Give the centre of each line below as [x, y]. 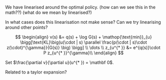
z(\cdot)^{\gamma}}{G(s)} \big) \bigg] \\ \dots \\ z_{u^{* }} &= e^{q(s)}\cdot [83, 47]
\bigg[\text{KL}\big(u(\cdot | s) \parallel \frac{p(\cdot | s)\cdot [83, 42]
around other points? [27, 27]
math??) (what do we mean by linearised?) [48, 12]
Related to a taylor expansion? [36, 72]
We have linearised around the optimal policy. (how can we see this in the [80, 7]
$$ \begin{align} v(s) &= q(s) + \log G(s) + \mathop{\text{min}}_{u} [83, 37]
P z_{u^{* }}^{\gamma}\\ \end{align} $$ [83, 53]
